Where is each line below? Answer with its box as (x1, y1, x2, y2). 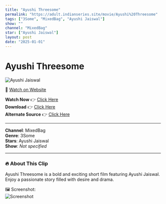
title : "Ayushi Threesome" (5, 7, 61, 12)
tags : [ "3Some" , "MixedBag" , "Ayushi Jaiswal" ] (5, 16, 105, 21)
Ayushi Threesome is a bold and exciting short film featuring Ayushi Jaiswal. (5, 171, 160, 177)
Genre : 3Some (5, 132, 35, 138)
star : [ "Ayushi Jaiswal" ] (5, 30, 58, 35)
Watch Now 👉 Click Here (5, 96, 58, 102)
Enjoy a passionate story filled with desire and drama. (5, 176, 114, 182)
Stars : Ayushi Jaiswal (5, 138, 49, 144)
